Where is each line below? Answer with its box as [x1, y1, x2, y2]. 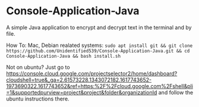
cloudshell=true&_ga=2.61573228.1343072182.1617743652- [6, 76, 152, 83]
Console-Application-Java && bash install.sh [6, 53, 121, 59]
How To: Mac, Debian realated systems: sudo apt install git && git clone [6, 42, 193, 49]
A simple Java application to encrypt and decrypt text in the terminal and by [6, 24, 192, 31]
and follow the [158, 89, 194, 96]
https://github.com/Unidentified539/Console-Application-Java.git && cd [6, 48, 190, 54]
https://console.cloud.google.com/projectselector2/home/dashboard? [6, 70, 178, 77]
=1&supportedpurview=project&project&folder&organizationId [6, 89, 157, 96]
